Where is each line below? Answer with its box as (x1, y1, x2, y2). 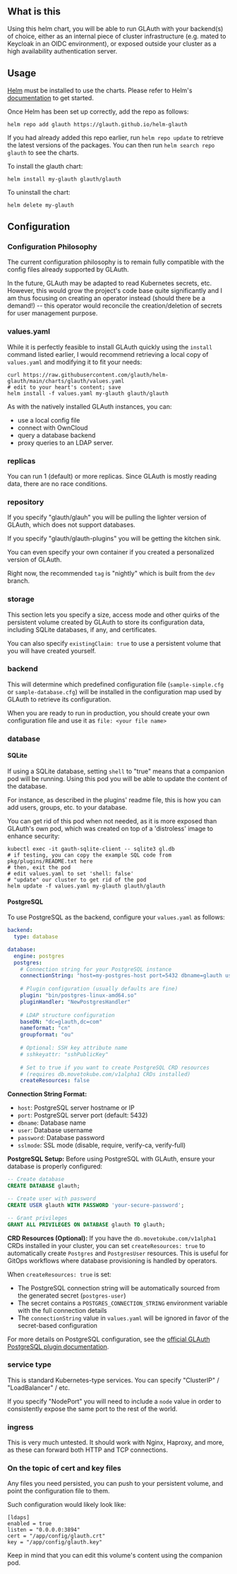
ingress (7, 1422, 34, 1431)
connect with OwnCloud (17, 423, 88, 432)
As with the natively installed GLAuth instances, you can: (7, 402, 172, 411)
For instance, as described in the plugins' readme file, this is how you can (7, 795, 221, 804)
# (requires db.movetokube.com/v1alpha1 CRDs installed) (20, 1070, 191, 1078)
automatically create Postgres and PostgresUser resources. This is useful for (7, 1249, 229, 1257)
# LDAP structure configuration (20, 1012, 115, 1019)
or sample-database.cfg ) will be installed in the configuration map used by (7, 687, 222, 696)
